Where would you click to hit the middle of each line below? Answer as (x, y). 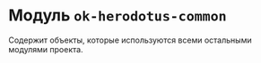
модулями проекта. (46, 49)
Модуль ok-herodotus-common (117, 16)
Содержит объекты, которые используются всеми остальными (130, 40)
